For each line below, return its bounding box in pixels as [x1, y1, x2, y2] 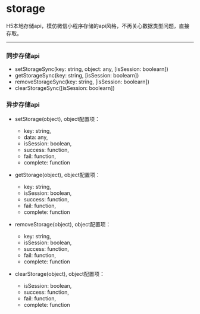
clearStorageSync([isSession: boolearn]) [14, 85, 115, 92]
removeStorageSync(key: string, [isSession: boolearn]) [14, 78, 150, 85]
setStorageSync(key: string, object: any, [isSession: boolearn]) [14, 66, 168, 73]
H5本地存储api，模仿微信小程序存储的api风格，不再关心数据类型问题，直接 [6, 22, 190, 29]
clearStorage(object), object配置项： [14, 270, 105, 277]
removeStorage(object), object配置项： [14, 220, 111, 228]
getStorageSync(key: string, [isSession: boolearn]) [14, 72, 139, 79]
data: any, [23, 133, 48, 141]
